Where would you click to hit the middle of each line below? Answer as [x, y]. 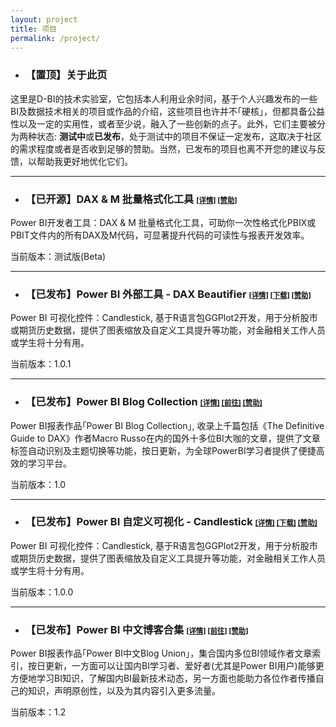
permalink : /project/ [55, 38]
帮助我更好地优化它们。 [84, 161]
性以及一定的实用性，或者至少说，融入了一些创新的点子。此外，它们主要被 [163, 123]
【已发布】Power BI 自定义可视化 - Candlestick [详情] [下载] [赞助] [171, 522]
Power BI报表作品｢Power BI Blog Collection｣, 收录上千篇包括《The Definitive [167, 425]
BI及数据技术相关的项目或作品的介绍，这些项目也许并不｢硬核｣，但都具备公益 [167, 111]
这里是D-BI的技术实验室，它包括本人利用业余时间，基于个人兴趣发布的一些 [164, 98]
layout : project [44, 19]
